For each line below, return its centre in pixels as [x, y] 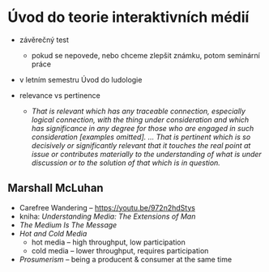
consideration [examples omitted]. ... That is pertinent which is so [141, 137]
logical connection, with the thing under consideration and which [140, 119]
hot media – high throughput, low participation [108, 242]
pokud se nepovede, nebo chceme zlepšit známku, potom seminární [145, 55]
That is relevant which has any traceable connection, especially [139, 111]
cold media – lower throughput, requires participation [120, 250]
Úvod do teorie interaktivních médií [128, 17]
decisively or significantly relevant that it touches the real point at [141, 145]
